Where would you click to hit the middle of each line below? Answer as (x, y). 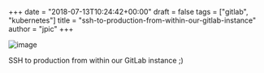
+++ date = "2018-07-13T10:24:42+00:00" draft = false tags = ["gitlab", (128, 12)
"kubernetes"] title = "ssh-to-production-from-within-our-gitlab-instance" (132, 20)
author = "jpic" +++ (41, 29)
